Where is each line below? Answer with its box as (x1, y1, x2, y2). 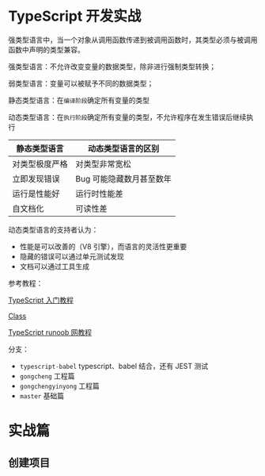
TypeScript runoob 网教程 (8, 327, 93, 337)
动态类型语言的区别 (88, 143, 160, 154)
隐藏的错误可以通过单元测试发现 (19, 251, 124, 261)
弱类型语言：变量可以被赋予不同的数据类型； (8, 79, 154, 88)
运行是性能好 (12, 188, 61, 199)
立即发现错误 (12, 173, 61, 184)
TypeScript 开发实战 (8, 7, 142, 25)
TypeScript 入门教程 (8, 295, 74, 305)
